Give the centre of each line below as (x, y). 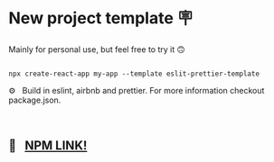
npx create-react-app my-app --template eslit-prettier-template (134, 74)
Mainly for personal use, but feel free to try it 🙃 (97, 49)
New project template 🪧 (101, 18)
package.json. (35, 100)
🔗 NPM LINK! (48, 146)
